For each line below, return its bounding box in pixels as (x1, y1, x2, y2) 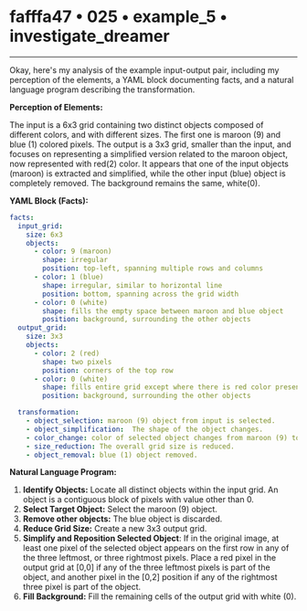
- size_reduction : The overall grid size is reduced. (26, 441, 235, 451)
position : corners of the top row (42, 365, 174, 375)
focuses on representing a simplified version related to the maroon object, (9, 148, 288, 159)
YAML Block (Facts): (9, 195, 89, 206)
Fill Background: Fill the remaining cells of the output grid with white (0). (22, 591, 297, 602)
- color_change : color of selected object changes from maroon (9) (26, 433, 288, 442)
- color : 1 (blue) (33, 272, 104, 282)
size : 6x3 (26, 230, 64, 239)
